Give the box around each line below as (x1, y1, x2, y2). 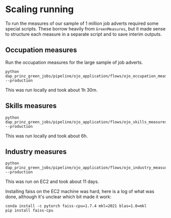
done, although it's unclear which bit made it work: (5, 194, 112, 200)
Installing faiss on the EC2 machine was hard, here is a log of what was (5, 189, 154, 195)
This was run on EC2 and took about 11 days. (5, 178, 99, 185)
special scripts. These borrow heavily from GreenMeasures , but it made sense (5, 25, 166, 31)
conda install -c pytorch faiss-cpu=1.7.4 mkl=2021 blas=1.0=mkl (5, 204, 147, 209)
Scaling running (5, 4, 74, 15)
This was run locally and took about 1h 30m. (5, 87, 98, 93)
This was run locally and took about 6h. (5, 133, 88, 139)
